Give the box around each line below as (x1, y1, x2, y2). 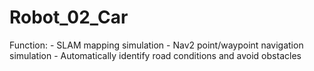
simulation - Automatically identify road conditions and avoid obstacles (9, 49, 302, 61)
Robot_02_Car (9, 6, 129, 29)
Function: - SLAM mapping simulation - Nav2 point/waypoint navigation (9, 39, 304, 51)
